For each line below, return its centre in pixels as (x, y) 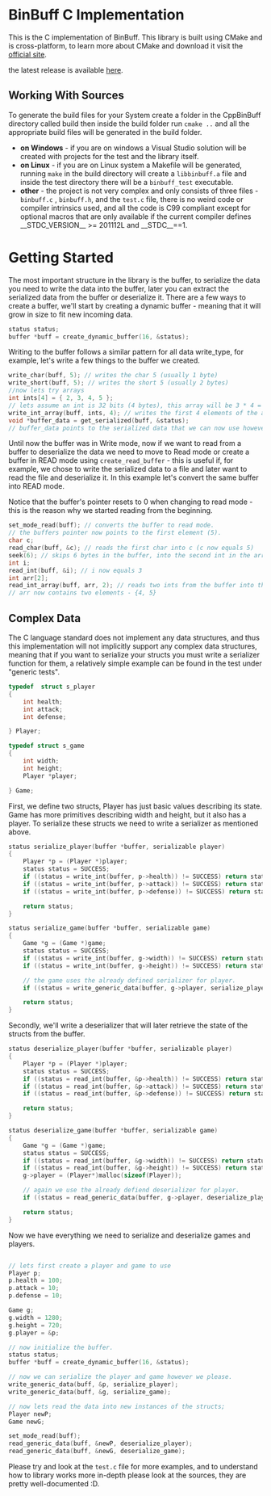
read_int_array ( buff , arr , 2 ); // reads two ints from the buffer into (131, 586)
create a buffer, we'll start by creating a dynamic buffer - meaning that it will (135, 305)
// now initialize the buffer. (61, 1347)
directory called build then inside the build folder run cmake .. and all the (129, 124)
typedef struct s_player (52, 687)
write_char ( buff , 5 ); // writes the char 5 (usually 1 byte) (113, 376)
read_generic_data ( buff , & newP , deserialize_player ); (101, 1443)
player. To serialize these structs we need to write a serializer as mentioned (133, 823)
